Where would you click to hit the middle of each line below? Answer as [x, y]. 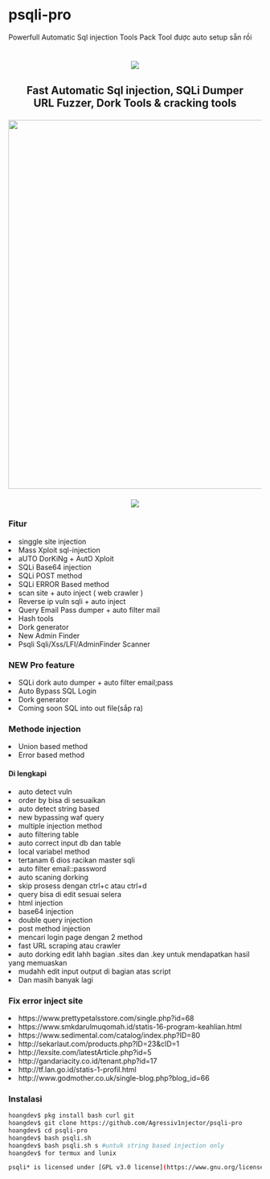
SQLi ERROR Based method [64, 584]
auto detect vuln [45, 792]
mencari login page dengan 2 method [81, 937]
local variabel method [54, 851]
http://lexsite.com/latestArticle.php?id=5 [85, 1052]
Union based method [53, 747]
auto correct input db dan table [70, 842]
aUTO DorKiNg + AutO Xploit [66, 558]
